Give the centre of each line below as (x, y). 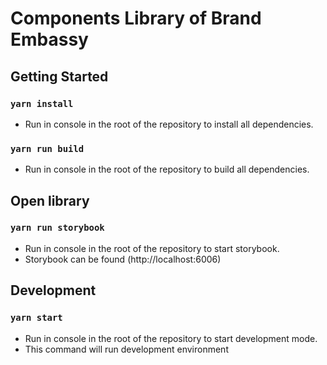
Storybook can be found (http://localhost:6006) (123, 259)
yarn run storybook (57, 228)
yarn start (36, 318)
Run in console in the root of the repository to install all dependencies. (169, 124)
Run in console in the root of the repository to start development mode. (171, 338)
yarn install (42, 103)
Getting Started (59, 76)
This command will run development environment (126, 349)
